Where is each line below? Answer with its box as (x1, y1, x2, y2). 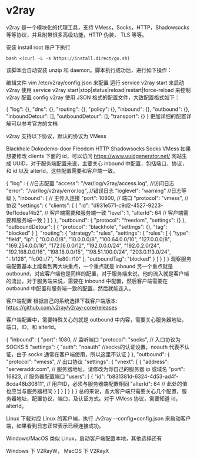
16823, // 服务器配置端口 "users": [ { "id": (6, 373, 106, 380)
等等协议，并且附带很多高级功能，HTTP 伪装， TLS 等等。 (6, 31, 148, 38)
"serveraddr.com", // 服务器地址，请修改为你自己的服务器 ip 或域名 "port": (6, 365, 185, 372)
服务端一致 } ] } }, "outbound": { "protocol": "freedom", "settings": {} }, (16, 216, 186, 224)
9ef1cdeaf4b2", (6, 209, 44, 216)
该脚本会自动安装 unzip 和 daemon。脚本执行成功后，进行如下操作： (6, 66, 172, 74)
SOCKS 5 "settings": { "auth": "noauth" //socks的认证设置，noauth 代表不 (6, 343, 185, 350)
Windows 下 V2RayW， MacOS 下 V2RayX (6, 447, 109, 454)
